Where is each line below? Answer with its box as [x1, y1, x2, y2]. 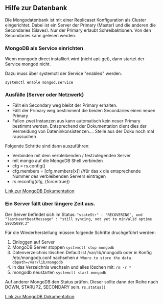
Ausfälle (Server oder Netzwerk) [5, 92, 84, 98]
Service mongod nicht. [5, 61, 51, 67]
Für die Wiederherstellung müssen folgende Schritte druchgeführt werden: [5, 230, 156, 235]
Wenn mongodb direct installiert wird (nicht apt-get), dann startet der [5, 56, 145, 62]
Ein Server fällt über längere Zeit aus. [5, 200, 95, 207]
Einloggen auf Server [12, 239, 55, 245]
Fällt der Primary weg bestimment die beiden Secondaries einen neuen [12, 108, 156, 114]
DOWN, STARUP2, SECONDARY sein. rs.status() [5, 284, 106, 290]
